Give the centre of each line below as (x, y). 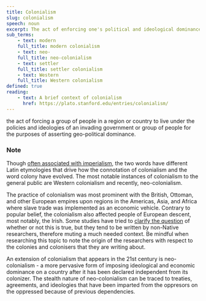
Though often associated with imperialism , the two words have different (97, 163)
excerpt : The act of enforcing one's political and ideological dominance (104, 29)
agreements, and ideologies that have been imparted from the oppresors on (102, 285)
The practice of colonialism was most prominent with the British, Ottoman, (100, 195)
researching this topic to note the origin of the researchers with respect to (100, 240)
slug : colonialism (30, 18)
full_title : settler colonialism (60, 69)
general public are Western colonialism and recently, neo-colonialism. (94, 182)
